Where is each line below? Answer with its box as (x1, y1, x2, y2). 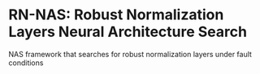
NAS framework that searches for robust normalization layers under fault (8, 49, 252, 59)
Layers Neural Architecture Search (8, 23, 248, 41)
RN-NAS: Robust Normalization (8, 6, 224, 24)
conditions (8, 58, 44, 68)
